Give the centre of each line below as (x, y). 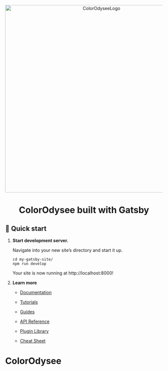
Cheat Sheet (33, 341)
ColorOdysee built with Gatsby (84, 210)
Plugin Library (34, 331)
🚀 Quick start (26, 228)
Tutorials (29, 302)
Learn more (25, 283)
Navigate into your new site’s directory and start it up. (67, 250)
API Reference (35, 321)
